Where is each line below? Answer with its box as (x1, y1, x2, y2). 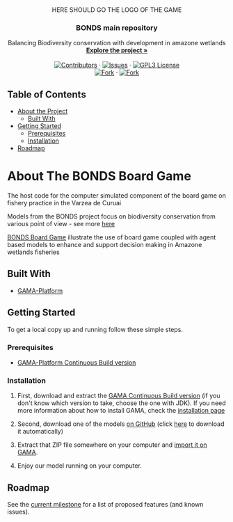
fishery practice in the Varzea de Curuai (7, 199, 122, 207)
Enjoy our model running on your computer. (17, 461, 143, 470)
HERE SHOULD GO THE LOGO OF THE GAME (51, 6, 182, 14)
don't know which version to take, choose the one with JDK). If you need (17, 399, 226, 407)
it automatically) (17, 427, 64, 436)
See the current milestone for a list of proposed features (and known (7, 500, 204, 509)
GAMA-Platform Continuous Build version (17, 358, 136, 367)
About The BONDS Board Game (7, 168, 191, 184)
